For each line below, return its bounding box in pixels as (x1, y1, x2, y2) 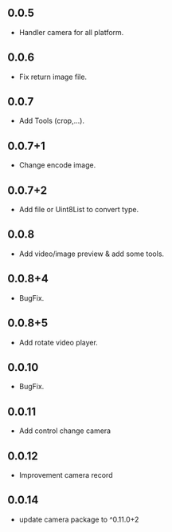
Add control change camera (18, 426, 111, 435)
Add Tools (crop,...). (18, 116, 85, 126)
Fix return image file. (18, 72, 88, 81)
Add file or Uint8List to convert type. (18, 205, 139, 215)
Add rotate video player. (18, 337, 99, 347)
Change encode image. (18, 160, 96, 170)
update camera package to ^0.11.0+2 (18, 514, 139, 524)
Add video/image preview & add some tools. (18, 249, 165, 258)
